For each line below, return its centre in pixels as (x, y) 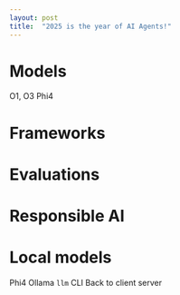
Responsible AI (67, 216)
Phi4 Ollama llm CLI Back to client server (86, 282)
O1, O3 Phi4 (32, 96)
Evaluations (55, 174)
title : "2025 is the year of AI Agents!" (90, 26)
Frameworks (57, 133)
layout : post (34, 18)
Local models (61, 257)
